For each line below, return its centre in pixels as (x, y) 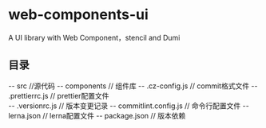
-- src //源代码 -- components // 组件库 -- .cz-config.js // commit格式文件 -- (133, 86)
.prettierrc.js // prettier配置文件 (59, 95)
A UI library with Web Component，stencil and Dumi (94, 37)
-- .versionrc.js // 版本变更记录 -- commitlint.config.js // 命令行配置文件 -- (129, 106)
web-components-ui (79, 15)
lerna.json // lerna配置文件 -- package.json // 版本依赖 (97, 115)
